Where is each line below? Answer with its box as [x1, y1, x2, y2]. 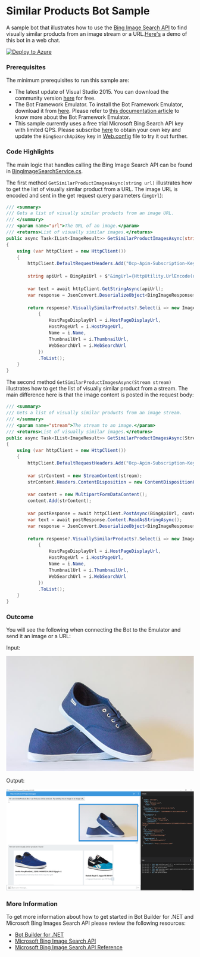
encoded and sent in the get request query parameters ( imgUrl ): [6, 192, 164, 199]
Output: [6, 777, 25, 784]
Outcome [6, 613, 34, 621]
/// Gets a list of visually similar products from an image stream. [6, 410, 183, 416]
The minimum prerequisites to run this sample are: [6, 76, 130, 84]
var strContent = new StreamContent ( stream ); [27, 473, 143, 479]
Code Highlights [6, 147, 54, 156]
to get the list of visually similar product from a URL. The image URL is [6, 185, 178, 192]
